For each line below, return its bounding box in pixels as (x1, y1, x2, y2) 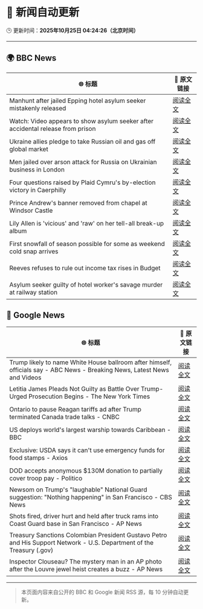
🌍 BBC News (6, 53, 57, 64)
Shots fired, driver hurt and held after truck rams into (9, 511, 159, 520)
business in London (9, 165, 65, 173)
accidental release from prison (9, 124, 96, 133)
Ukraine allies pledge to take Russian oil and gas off (9, 137, 156, 145)
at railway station (9, 288, 58, 296)
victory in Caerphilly (9, 185, 66, 194)
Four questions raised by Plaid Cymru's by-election (9, 178, 156, 187)
